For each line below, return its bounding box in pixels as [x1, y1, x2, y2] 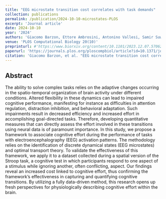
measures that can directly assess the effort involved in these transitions [5, 121, 153, 127]
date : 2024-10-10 [5, 26, 41, 31]
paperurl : [5, 48, 26, 53]
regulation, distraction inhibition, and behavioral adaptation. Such [5, 106, 138, 112]
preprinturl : [5, 44, 32, 49]
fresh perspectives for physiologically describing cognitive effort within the [5, 184, 158, 190]
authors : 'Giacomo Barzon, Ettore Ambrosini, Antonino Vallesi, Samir [5, 35, 154, 40]
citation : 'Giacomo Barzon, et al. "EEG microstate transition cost [5, 53, 149, 58]
